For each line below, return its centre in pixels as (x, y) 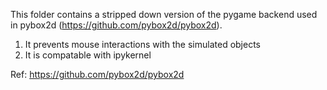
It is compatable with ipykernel (88, 55)
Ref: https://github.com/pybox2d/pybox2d (97, 74)
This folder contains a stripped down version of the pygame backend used (164, 14)
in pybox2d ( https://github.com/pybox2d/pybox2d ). (116, 25)
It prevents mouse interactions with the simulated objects (143, 44)
